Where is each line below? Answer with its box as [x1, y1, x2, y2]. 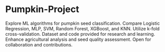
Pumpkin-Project [5, 4, 79, 15]
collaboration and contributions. [5, 41, 73, 47]
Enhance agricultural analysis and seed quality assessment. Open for [5, 36, 151, 42]
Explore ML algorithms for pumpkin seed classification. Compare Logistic [5, 20, 160, 26]
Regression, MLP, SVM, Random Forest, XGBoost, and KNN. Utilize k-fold [5, 25, 160, 31]
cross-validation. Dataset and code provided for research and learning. [5, 31, 155, 37]
